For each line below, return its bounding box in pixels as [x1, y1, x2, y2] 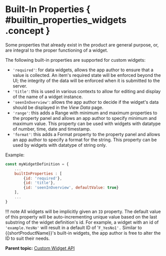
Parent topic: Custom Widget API [5, 245, 75, 251]
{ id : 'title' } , [23, 181, 56, 186]
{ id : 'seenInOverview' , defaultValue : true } [23, 185, 119, 190]
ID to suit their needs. [5, 235, 50, 241]
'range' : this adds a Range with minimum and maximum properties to [12, 110, 158, 116]
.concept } [5, 25, 51, 36]
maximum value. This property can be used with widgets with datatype [12, 120, 161, 126]
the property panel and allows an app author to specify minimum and [12, 115, 157, 121]
